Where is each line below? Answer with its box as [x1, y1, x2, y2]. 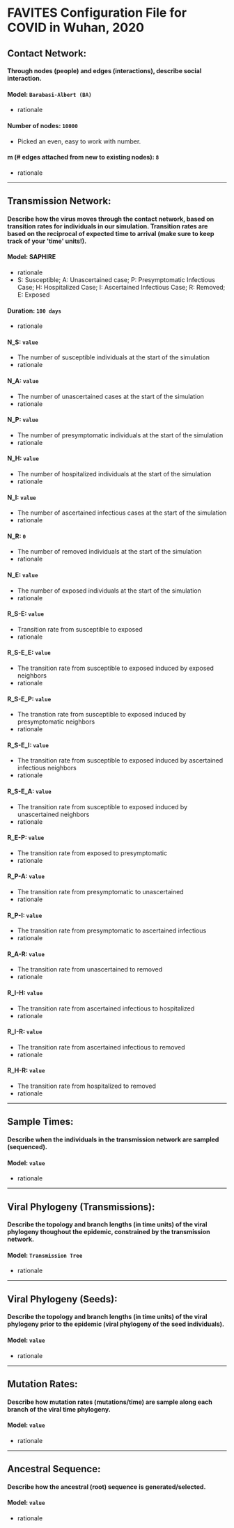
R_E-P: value [7, 834, 45, 842]
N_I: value [7, 493, 36, 501]
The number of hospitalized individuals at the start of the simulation [17, 469, 212, 478]
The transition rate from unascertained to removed [17, 965, 163, 974]
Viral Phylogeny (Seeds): [7, 1293, 118, 1305]
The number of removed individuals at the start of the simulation [17, 547, 202, 556]
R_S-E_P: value [7, 694, 52, 703]
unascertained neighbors [17, 810, 90, 818]
